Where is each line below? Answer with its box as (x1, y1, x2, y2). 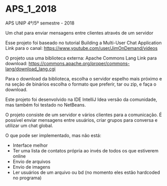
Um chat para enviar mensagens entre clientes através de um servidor (5, 30, 154, 36)
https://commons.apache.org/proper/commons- (28, 60, 130, 66)
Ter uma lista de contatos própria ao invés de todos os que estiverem (12, 147, 159, 153)
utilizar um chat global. (5, 122, 54, 128)
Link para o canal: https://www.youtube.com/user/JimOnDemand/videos (5, 45, 158, 51)
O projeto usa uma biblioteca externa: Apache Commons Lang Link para (5, 55, 157, 61)
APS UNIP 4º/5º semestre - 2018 (5, 20, 75, 26)
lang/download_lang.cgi (5, 66, 56, 72)
